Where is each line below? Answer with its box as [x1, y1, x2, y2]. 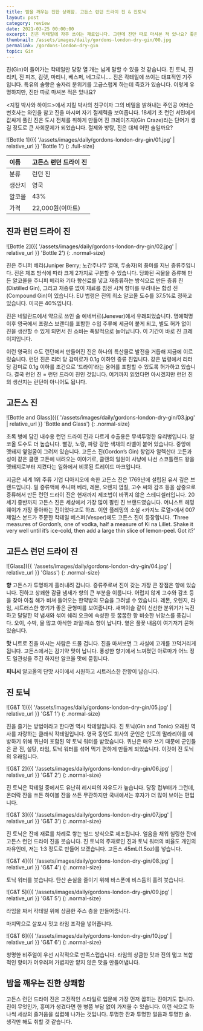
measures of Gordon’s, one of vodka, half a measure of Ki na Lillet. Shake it [6, 521, 193, 528]
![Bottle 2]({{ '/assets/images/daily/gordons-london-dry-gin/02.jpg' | [6, 243, 177, 250]
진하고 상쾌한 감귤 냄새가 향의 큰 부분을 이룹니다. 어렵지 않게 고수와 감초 [19, 589, 188, 596]
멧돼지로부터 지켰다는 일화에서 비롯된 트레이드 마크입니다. [6, 463, 142, 470]
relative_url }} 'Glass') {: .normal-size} [6, 569, 100, 576]
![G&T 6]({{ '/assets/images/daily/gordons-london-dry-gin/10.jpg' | [6, 932, 172, 939]
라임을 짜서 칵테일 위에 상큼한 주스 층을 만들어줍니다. [6, 907, 130, 914]
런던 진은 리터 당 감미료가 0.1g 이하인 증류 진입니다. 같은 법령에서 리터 [28, 355, 193, 363]
